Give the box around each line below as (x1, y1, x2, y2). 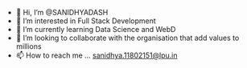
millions (15, 42, 42, 51)
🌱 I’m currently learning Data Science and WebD (15, 25, 176, 34)
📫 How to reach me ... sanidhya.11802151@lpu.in (15, 50, 178, 60)
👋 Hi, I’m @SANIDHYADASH (15, 8, 109, 17)
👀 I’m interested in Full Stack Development (15, 16, 157, 26)
